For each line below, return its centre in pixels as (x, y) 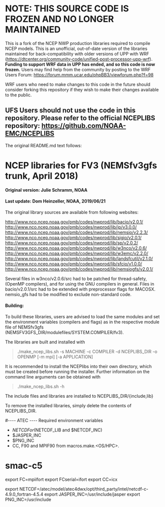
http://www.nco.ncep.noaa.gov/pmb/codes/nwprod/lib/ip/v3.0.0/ (71, 227)
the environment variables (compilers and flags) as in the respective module (82, 322)
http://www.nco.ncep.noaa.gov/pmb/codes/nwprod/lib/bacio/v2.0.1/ (74, 222)
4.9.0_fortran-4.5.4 (24, 494)
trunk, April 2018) (42, 176)
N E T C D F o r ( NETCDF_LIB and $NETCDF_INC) (57, 430)
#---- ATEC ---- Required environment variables (54, 420)
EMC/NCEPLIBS (30, 134)
